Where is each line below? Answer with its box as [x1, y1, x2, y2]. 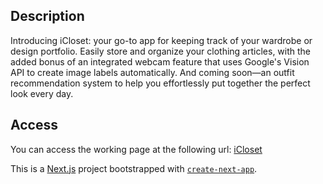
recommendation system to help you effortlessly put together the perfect [10, 77, 311, 89]
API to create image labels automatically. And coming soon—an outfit [10, 66, 295, 78]
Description [10, 8, 85, 25]
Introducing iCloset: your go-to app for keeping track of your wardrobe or [10, 34, 313, 46]
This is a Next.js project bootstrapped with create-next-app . [10, 162, 258, 174]
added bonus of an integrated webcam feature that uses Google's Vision [10, 55, 310, 68]
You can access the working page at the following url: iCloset [10, 143, 263, 155]
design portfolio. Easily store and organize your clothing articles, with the [10, 45, 312, 57]
